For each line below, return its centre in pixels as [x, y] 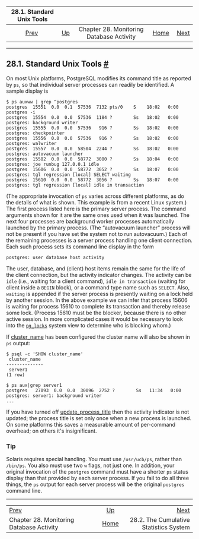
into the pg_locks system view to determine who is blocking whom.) [89, 325]
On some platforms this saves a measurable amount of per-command [91, 424]
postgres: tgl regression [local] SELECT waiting [69, 175]
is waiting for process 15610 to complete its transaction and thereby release [98, 306]
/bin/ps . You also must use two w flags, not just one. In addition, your [90, 465]
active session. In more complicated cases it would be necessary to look [95, 319]
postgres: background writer [42, 122]
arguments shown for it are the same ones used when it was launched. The [98, 215]
